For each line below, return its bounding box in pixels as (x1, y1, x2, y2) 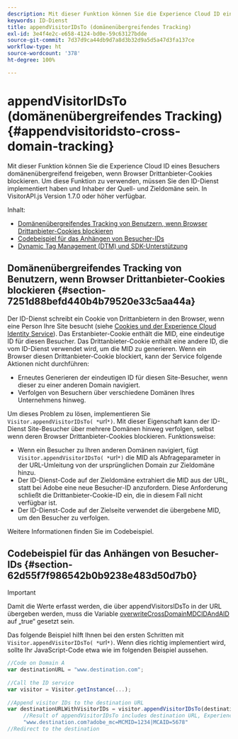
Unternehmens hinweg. (17, 396, 86, 404)
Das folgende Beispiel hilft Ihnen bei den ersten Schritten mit (7, 631, 184, 639)
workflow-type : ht (7, 43, 62, 50)
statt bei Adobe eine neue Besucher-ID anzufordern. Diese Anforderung (17, 483, 228, 492)
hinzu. (17, 468, 36, 476)
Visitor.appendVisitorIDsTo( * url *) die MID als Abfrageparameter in (17, 453, 221, 462)
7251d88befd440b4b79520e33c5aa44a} (7, 295, 196, 308)
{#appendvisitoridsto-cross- (7, 123, 181, 139)
